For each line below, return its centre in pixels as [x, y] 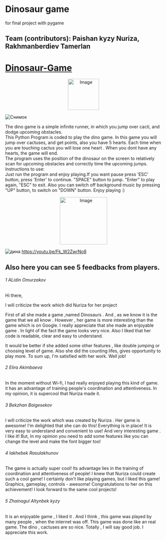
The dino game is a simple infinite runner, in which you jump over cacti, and [83, 127]
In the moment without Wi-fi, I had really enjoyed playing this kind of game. [82, 383]
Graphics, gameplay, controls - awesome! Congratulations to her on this [79, 484]
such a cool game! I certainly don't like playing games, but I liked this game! [83, 479]
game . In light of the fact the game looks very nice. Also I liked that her [78, 330]
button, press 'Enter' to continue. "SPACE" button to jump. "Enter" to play [80, 180]
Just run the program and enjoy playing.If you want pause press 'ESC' [77, 174]
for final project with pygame [35, 23]
